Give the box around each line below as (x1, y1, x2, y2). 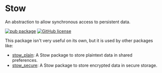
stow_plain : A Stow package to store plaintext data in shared (12, 52, 133, 58)
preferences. (12, 57, 38, 63)
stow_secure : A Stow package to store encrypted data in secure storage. (12, 62, 158, 68)
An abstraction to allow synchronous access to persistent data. (5, 19, 131, 25)
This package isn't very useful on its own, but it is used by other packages (5, 37, 153, 44)
